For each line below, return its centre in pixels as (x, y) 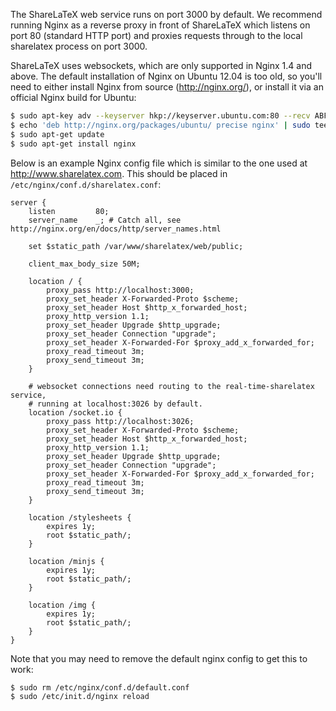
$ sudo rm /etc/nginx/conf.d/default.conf (100, 687)
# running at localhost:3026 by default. (115, 404)
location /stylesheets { (80, 517)
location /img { (62, 605)
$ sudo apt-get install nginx (73, 144)
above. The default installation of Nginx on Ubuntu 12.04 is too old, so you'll (166, 76)
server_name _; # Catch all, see (105, 220)
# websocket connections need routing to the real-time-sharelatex (171, 386)
